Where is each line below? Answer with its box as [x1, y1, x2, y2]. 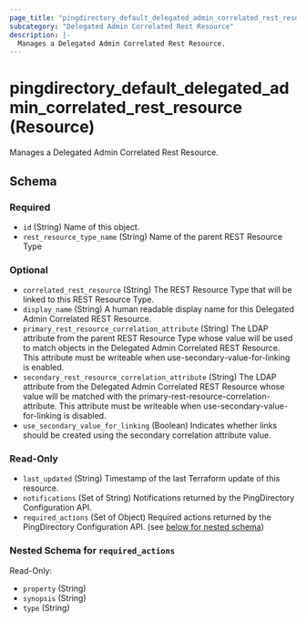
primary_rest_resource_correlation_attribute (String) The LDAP [22, 323, 269, 334]
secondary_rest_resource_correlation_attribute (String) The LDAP [22, 371, 277, 383]
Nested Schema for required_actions [9, 544, 176, 557]
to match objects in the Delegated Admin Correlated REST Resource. [22, 343, 280, 354]
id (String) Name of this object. [22, 221, 140, 233]
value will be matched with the [22, 391, 138, 402]
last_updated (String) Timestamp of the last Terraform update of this [22, 473, 280, 484]
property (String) [22, 583, 87, 594]
